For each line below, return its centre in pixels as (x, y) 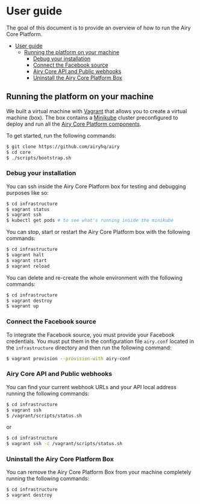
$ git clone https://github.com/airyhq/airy (63, 146)
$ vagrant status (28, 209)
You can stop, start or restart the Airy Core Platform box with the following (98, 232)
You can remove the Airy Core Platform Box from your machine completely (99, 472)
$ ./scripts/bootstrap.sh (39, 158)
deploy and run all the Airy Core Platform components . (74, 124)
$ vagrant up (23, 306)
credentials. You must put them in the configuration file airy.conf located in (100, 341)
